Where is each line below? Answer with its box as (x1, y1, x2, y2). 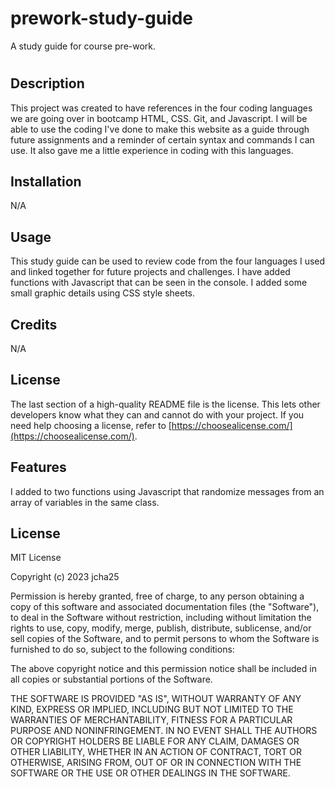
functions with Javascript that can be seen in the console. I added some (10, 277, 308, 289)
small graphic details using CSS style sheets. (10, 287, 195, 299)
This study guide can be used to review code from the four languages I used (10, 255, 326, 267)
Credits (10, 316, 58, 333)
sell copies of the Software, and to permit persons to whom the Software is (10, 633, 320, 645)
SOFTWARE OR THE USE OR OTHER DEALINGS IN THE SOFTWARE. (10, 767, 291, 779)
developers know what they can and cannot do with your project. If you (10, 408, 305, 421)
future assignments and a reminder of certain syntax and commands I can (10, 133, 315, 146)
